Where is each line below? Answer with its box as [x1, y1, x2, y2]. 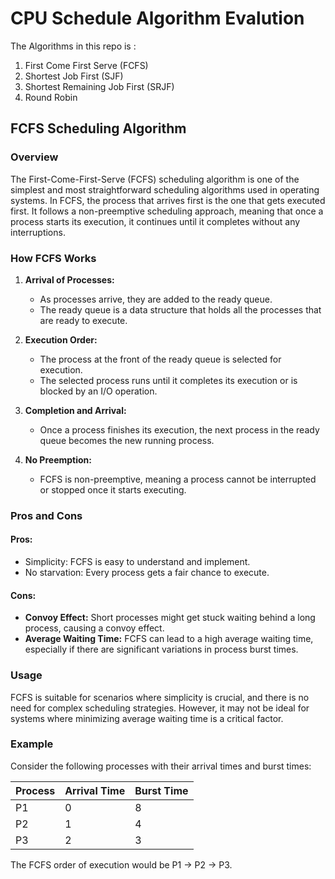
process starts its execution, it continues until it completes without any [10, 215, 301, 227]
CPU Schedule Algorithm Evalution [10, 7, 305, 30]
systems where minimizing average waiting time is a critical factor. [10, 712, 284, 724]
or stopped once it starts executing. [39, 483, 187, 496]
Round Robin [24, 91, 78, 103]
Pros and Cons [10, 508, 83, 522]
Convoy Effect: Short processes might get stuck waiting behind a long [24, 612, 316, 624]
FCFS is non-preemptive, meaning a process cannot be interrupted [39, 473, 317, 485]
